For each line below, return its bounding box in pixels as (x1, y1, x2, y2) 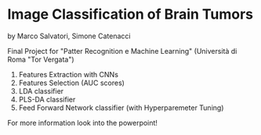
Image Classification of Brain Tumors (7, 5, 254, 23)
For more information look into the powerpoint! (7, 118, 158, 127)
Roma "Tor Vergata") (7, 55, 75, 64)
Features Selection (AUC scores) (18, 78, 125, 87)
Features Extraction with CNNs (18, 69, 119, 79)
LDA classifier (18, 86, 64, 95)
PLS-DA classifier (18, 94, 76, 104)
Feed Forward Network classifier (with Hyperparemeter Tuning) (18, 103, 224, 112)
